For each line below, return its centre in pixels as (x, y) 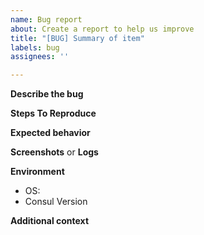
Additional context (50, 221)
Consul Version (56, 202)
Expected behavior (50, 133)
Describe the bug (47, 94)
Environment (37, 172)
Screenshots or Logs (54, 152)
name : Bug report (46, 19)
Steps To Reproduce (53, 113)
